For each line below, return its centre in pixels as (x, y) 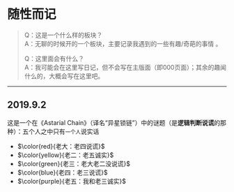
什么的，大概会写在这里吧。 (64, 76)
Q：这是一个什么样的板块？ (63, 35)
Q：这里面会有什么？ (54, 58)
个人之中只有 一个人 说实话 (64, 131)
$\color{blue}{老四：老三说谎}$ (62, 172)
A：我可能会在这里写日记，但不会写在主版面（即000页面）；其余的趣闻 (125, 67)
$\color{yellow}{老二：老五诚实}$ (65, 155)
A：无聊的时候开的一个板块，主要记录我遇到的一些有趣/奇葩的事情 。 (123, 43)
